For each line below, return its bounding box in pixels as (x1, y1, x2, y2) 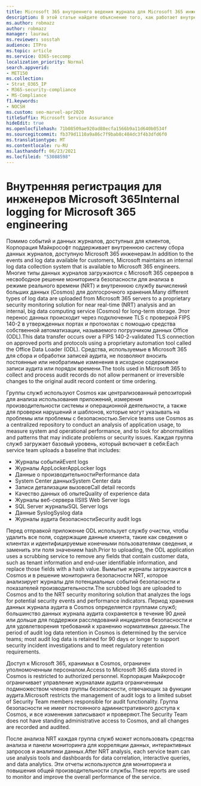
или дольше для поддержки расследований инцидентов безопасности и (6, 616, 193, 624)
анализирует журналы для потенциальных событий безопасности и (6, 578, 181, 585)
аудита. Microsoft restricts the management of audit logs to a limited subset (6, 692, 192, 699)
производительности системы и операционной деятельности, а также (6, 402, 187, 409)
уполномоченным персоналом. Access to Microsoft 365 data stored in (6, 666, 182, 673)
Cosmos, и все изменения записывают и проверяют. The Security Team (6, 711, 188, 718)
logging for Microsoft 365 (6, 205, 136, 219)
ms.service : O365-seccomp (6, 53, 71, 59)
